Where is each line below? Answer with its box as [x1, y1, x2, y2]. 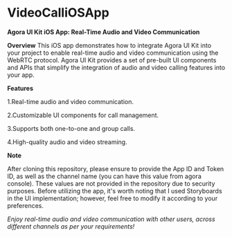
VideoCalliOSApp [7, 5, 109, 21]
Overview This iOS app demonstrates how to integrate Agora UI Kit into [7, 41, 212, 49]
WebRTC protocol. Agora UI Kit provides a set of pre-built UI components [7, 55, 217, 64]
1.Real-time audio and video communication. [7, 97, 134, 105]
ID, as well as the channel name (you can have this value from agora [7, 172, 202, 180]
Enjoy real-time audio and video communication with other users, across [7, 215, 216, 223]
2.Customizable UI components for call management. [7, 111, 159, 119]
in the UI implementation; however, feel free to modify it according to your [7, 194, 218, 202]
